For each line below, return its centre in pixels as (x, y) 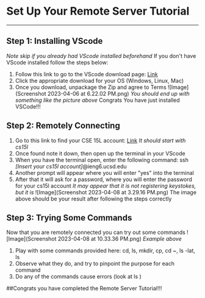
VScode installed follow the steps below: (57, 62)
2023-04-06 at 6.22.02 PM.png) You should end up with (119, 93)
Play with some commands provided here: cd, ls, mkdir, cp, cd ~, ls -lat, (105, 250)
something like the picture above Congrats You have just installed (97, 100)
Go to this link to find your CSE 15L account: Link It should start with (100, 140)
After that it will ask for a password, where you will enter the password (103, 179)
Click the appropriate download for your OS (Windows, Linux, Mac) (99, 80)
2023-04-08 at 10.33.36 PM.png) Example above (120, 239)
